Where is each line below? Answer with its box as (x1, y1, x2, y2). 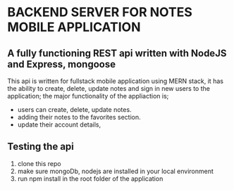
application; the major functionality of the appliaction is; (7, 92, 169, 100)
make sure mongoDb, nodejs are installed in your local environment (17, 167, 214, 175)
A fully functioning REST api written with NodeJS (7, 47, 227, 59)
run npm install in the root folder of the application (17, 174, 164, 183)
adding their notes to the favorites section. (17, 113, 141, 121)
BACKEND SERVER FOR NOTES (7, 4, 192, 20)
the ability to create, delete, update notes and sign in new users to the (7, 84, 210, 92)
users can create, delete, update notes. (17, 106, 132, 113)
